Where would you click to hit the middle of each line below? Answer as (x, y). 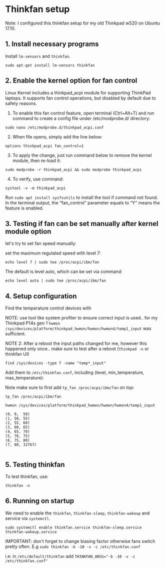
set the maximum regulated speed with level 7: (53, 253)
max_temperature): (24, 378)
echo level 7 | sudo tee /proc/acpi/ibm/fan (52, 262)
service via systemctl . (28, 518)
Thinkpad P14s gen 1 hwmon (33, 323)
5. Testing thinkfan (35, 464)
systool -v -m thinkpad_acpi (35, 188)
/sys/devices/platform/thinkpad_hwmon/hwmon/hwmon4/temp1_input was (78, 328)
